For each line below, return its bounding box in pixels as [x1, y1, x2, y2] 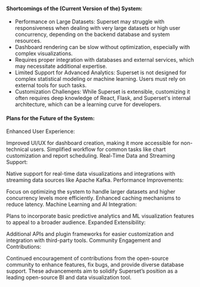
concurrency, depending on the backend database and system [14, 31, 170, 38]
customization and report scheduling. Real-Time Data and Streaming [6, 152, 175, 159]
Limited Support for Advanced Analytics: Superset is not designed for [14, 69, 187, 76]
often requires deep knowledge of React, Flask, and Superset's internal [14, 95, 190, 102]
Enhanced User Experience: [6, 128, 75, 135]
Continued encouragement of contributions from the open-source [6, 255, 169, 262]
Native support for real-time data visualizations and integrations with [6, 170, 175, 177]
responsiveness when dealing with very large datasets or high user [14, 25, 181, 32]
